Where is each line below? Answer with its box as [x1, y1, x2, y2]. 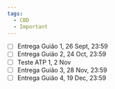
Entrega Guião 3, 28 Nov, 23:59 [17, 65, 107, 74]
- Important [13, 23, 48, 30]
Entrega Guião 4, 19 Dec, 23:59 [17, 74, 107, 82]
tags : [7, 10, 23, 17]
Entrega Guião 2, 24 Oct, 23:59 [17, 50, 107, 58]
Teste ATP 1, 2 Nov [17, 58, 71, 66]
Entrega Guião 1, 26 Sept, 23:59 [17, 42, 109, 51]
